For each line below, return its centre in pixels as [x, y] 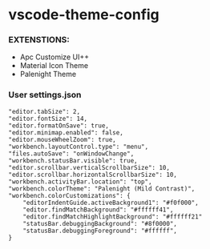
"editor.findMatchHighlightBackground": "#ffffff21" [113, 217]
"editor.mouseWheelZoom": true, [62, 139]
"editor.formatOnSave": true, [59, 126]
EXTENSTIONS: [39, 40]
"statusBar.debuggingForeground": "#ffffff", [100, 231]
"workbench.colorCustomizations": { [69, 195]
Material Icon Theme [54, 66]
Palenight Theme [48, 74]
